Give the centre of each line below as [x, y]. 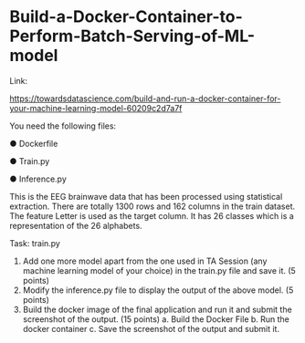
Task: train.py [35, 243]
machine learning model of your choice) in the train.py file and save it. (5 [159, 270]
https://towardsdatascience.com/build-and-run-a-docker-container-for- [145, 99]
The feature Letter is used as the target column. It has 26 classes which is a [152, 215]
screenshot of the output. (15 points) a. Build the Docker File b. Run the [156, 319]
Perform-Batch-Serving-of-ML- [132, 36]
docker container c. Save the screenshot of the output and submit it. [151, 328]
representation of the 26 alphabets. [76, 225]
